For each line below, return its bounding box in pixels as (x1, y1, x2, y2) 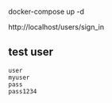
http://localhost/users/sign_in (8, 22, 105, 31)
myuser (8, 73, 30, 81)
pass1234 (8, 87, 37, 95)
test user (8, 46, 54, 59)
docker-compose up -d (8, 7, 85, 16)
